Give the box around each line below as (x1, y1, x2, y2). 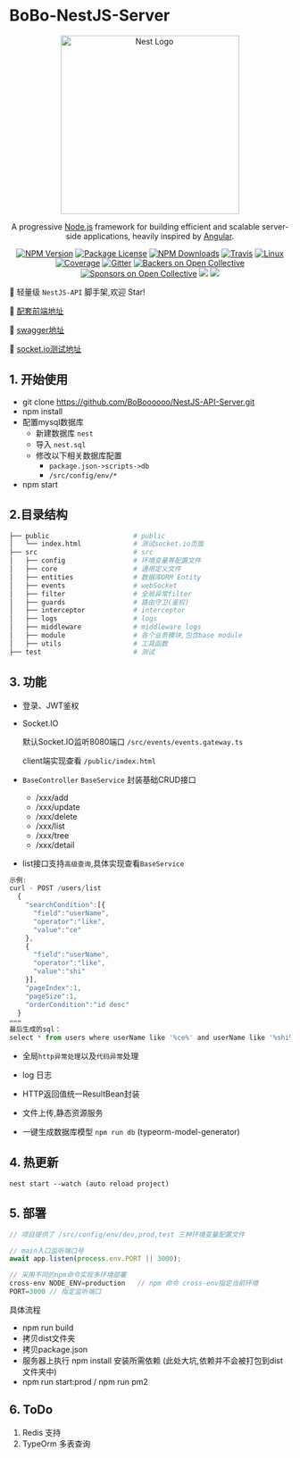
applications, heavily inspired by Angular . (83, 230, 235, 241)
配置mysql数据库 (21, 416, 85, 427)
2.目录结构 (9, 507, 69, 522)
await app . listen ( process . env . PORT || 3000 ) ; (9, 1254, 181, 1263)
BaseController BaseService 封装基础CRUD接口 (21, 774, 196, 785)
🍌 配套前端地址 (9, 305, 64, 316)
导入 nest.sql (35, 438, 87, 449)
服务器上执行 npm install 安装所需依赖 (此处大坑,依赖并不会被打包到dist (21, 1354, 284, 1366)
